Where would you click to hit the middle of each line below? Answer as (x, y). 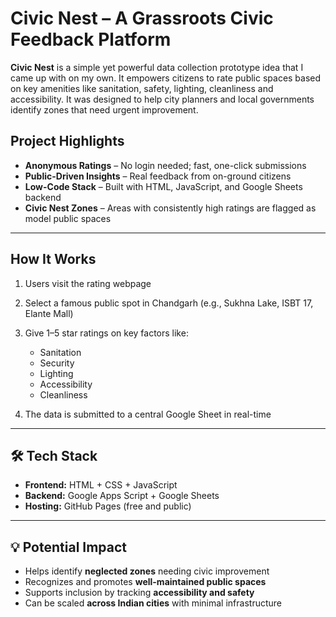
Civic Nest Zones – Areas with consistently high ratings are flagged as (170, 208)
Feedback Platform (91, 39)
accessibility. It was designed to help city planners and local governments (162, 99)
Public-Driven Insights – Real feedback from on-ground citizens (158, 176)
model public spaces (68, 218)
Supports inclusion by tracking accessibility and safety (139, 593)
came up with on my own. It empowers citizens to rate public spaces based (166, 78)
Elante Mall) (49, 313)
